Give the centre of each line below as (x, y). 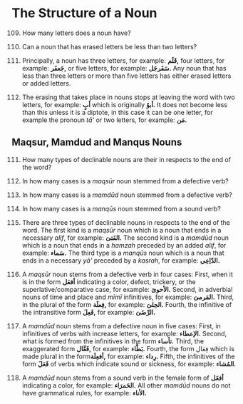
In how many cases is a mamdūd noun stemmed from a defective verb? (127, 195)
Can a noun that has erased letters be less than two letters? (109, 46)
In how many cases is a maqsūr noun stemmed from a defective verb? (125, 181)
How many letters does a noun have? (76, 33)
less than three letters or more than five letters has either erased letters (126, 76)
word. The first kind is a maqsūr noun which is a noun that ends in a (121, 230)
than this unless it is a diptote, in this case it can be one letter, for (117, 112)
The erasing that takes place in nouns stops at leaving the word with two (128, 97)
